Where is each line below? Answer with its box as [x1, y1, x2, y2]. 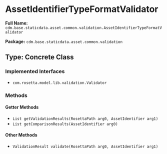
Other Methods [5, 132, 37, 138]
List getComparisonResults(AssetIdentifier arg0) [12, 121, 118, 126]
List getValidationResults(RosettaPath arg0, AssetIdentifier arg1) [12, 116, 158, 121]
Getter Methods [5, 104, 39, 110]
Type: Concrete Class [5, 53, 74, 61]
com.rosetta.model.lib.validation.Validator [12, 80, 107, 85]
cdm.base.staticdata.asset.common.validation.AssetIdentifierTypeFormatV [5, 25, 162, 30]
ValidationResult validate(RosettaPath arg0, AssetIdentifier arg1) [12, 144, 158, 149]
